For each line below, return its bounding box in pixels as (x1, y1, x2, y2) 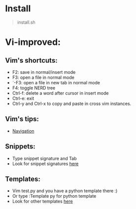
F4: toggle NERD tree (12, 85, 56, 91)
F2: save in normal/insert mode (12, 69, 76, 75)
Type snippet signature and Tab (12, 155, 77, 161)
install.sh (17, 19, 35, 25)
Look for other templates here (12, 198, 73, 205)
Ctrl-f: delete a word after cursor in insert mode (12, 90, 109, 96)
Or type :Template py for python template (12, 193, 97, 199)
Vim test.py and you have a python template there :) (12, 188, 118, 194)
